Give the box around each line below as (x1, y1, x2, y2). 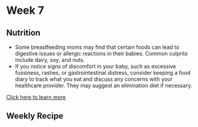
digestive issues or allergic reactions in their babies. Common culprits (14, 50, 188, 57)
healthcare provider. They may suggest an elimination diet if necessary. (14, 82, 193, 89)
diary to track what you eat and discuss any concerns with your (14, 76, 173, 82)
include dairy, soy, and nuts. (14, 57, 85, 63)
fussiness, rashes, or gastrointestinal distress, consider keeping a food (14, 69, 191, 76)
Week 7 (6, 4, 45, 17)
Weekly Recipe (6, 111, 64, 121)
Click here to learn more (6, 94, 66, 101)
